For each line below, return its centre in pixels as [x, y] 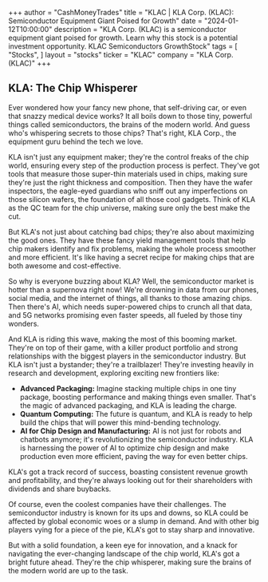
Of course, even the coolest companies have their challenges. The [117, 504]
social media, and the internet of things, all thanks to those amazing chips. [130, 298]
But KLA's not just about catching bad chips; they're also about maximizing [131, 232]
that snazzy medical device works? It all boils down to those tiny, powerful [130, 116]
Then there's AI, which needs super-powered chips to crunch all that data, [130, 307]
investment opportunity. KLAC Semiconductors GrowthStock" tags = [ [123, 46]
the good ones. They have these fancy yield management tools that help [127, 240]
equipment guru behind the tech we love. [76, 141]
